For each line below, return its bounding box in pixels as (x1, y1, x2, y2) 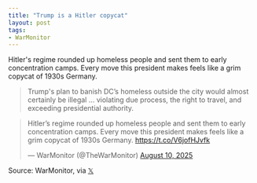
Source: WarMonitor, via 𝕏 (8, 166, 94, 175)
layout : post (8, 19, 51, 27)
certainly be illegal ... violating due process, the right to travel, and (27, 95, 242, 104)
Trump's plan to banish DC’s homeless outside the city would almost (27, 87, 249, 97)
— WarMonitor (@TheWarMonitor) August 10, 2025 (27, 151, 193, 160)
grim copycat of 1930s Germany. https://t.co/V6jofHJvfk (27, 135, 211, 145)
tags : (8, 26, 26, 34)
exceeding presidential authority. (27, 104, 134, 113)
